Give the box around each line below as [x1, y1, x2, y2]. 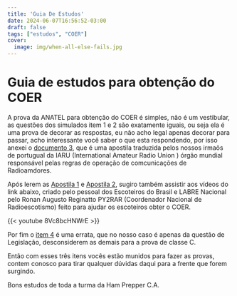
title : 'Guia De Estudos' [7, 10, 84, 18]
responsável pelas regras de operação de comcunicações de [7, 158, 187, 167]
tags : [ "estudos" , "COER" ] [7, 30, 88, 38]
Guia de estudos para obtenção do [7, 74, 215, 91]
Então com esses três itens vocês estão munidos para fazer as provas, [7, 251, 215, 260]
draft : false [7, 24, 46, 31]
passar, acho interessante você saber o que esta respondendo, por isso [7, 136, 218, 144]
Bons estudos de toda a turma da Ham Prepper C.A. [7, 280, 160, 289]
